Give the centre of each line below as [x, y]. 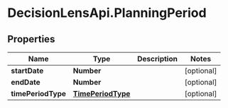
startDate [27, 71]
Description [157, 59]
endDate [26, 82]
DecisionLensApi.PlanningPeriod [107, 13]
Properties [31, 39]
